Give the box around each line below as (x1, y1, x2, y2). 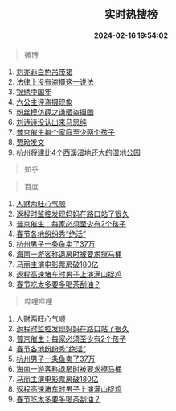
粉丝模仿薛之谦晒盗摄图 (15, 107, 94, 117)
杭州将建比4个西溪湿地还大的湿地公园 (15, 147, 141, 157)
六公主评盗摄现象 (15, 97, 73, 106)
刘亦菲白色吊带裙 (15, 67, 73, 77)
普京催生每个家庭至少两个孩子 (15, 127, 115, 137)
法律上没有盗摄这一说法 (15, 77, 94, 86)
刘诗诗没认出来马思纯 (15, 117, 87, 127)
